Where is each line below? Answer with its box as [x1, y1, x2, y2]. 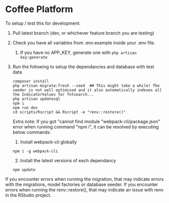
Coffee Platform [5, 4, 73, 15]
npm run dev [12, 105, 38, 110]
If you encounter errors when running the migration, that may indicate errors [5, 176, 164, 182]
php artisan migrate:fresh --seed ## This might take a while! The [12, 83, 160, 88]
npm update [12, 167, 36, 172]
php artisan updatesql [12, 96, 61, 101]
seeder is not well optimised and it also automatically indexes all [12, 87, 162, 93]
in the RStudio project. [5, 192, 51, 198]
